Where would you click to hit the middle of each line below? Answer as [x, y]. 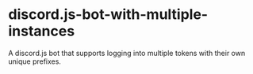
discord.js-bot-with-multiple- [108, 15]
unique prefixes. [35, 61]
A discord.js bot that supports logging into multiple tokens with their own [127, 53]
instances [42, 31]
